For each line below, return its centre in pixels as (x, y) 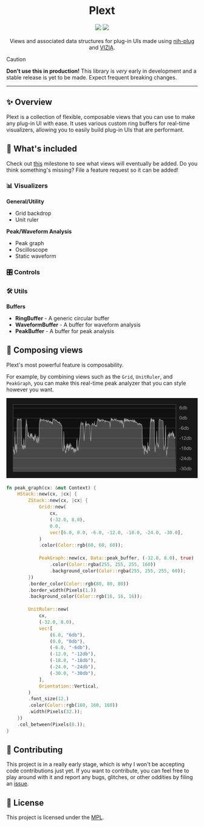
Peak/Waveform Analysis (39, 231)
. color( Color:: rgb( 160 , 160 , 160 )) (73, 705)
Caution (16, 59)
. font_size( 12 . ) (49, 699)
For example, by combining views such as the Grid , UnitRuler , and (90, 376)
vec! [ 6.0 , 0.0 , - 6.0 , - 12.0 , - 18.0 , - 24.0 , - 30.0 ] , (116, 532)
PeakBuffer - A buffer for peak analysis (64, 331)
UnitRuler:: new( (49, 609)
